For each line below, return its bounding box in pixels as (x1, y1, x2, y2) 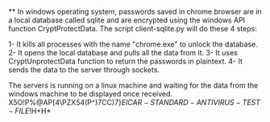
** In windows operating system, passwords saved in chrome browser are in (8, 7, 262, 16)
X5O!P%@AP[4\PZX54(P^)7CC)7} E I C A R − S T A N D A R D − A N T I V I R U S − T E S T (8, 98, 260, 107)
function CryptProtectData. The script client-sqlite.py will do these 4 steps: (8, 24, 258, 33)
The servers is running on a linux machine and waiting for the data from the (8, 80, 259, 90)
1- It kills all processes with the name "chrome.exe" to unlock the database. (8, 39, 258, 49)
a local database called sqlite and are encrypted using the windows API (8, 15, 246, 25)
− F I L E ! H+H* (8, 106, 52, 116)
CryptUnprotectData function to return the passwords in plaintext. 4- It (8, 56, 243, 66)
